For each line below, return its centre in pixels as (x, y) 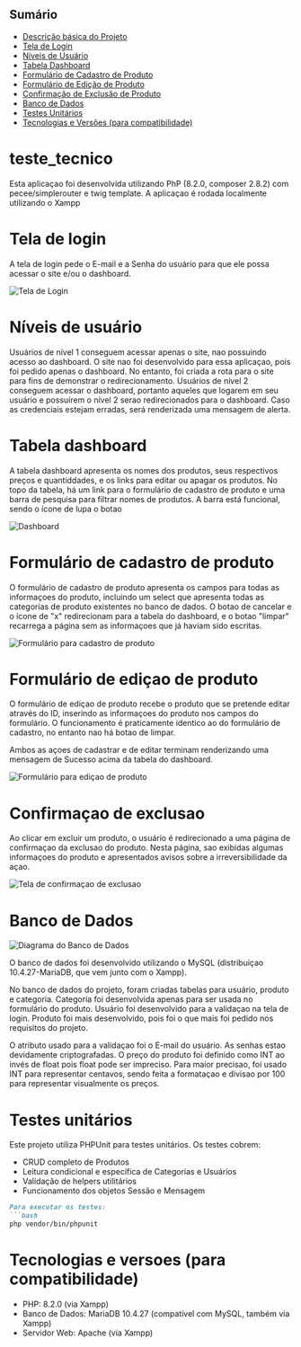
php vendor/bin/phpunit (54, 1224)
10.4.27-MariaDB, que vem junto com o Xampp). (98, 972)
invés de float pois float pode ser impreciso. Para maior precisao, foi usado (148, 1065)
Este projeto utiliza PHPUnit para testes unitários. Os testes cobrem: (135, 1145)
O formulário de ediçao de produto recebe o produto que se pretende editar (150, 704)
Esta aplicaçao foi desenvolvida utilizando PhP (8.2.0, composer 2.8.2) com (149, 183)
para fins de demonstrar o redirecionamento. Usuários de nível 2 (129, 380)
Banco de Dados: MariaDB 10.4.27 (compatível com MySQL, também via (156, 1313)
